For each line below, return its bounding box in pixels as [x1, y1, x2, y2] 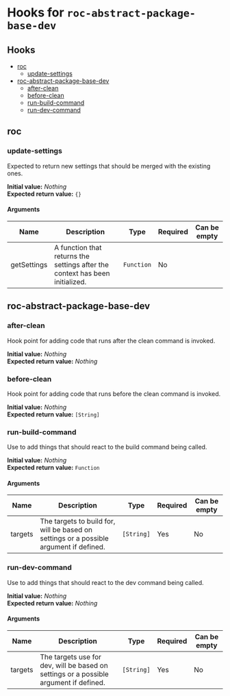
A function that [54, 243, 102, 252]
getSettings [10, 260, 48, 269]
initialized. [54, 277, 87, 286]
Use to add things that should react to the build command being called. [7, 443, 207, 451]
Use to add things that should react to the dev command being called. [7, 578, 204, 586]
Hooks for [7, 5, 64, 21]
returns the [54, 251, 90, 261]
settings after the [54, 260, 110, 269]
